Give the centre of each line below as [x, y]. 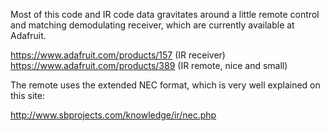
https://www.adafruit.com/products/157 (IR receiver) [118, 55]
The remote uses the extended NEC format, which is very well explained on [165, 85]
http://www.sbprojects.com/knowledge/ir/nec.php [113, 115]
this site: [27, 95]
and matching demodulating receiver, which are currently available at [152, 25]
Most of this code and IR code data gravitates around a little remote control [165, 14]
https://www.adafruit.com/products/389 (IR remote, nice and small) [149, 65]
